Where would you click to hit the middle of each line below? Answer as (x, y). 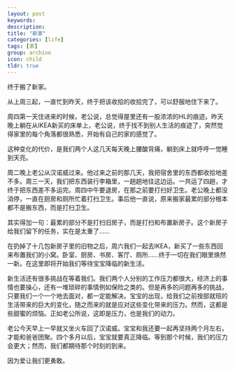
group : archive (29, 53)
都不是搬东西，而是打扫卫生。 (50, 207)
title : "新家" (27, 33)
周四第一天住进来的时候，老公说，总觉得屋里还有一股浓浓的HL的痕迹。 (109, 116)
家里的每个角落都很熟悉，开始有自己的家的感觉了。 (87, 134)
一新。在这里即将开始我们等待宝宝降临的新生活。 (78, 263)
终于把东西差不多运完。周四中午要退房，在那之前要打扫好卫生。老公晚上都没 (117, 190)
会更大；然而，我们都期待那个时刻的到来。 (69, 345)
